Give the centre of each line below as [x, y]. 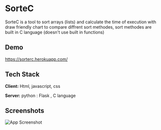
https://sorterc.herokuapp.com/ [37, 59]
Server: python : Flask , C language [40, 96]
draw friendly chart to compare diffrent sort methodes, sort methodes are [78, 27]
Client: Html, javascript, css [33, 86]
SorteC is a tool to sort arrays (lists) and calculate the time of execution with [80, 22]
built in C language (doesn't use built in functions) [55, 32]
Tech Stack [22, 74]
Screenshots [25, 110]
